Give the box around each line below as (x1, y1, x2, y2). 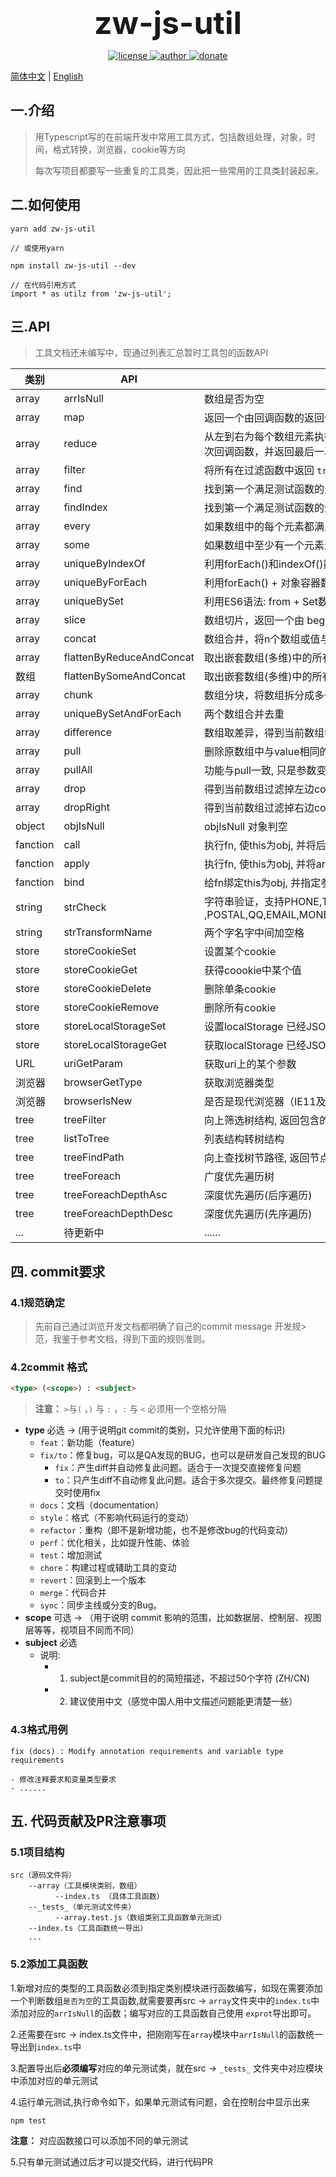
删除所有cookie (203, 1001, 277, 1015)
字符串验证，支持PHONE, (203, 895, 323, 909)
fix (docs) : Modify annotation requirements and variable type (10, 1746, 284, 1756)
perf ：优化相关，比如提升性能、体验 (39, 1537, 190, 1549)
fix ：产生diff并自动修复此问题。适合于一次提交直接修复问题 (54, 1462, 302, 1474)
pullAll (63, 763, 93, 777)
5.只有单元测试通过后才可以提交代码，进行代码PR (10, 2156, 213, 2168)
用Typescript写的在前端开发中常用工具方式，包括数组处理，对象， (34, 130, 307, 143)
